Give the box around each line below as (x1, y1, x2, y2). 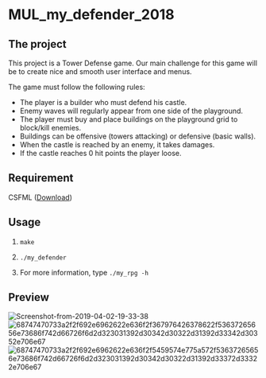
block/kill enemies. (19, 123, 82, 132)
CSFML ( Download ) (8, 193, 73, 202)
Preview (8, 290, 50, 304)
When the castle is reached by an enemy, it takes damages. (19, 140, 215, 149)
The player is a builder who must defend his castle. (19, 98, 187, 107)
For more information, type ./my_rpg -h (19, 267, 149, 277)
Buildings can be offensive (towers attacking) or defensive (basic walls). (19, 131, 256, 141)
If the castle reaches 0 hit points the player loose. (19, 149, 182, 158)
